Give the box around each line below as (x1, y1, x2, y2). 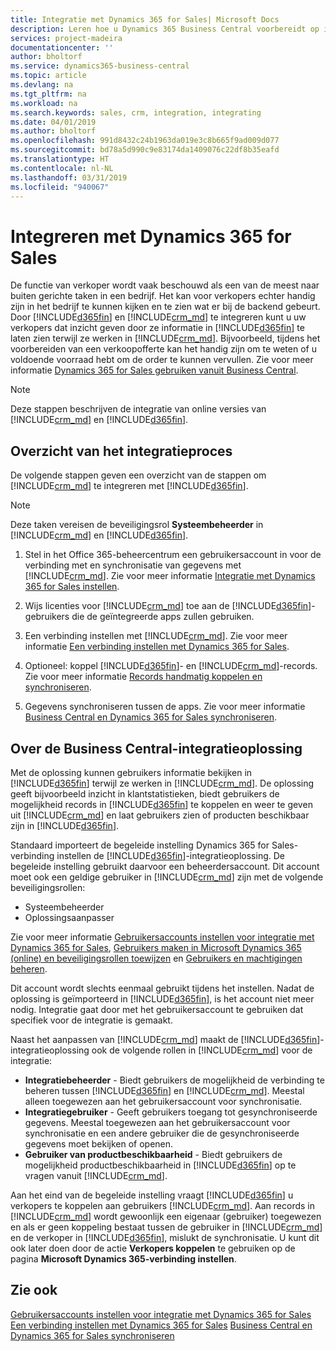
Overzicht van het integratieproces (10, 442, 233, 460)
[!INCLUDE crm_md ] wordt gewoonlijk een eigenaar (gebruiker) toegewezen (10, 1210, 322, 1222)
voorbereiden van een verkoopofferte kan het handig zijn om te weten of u (10, 343, 317, 355)
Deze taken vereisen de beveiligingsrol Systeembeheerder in (10, 519, 264, 531)
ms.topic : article (10, 71, 87, 81)
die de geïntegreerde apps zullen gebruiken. (71, 611, 255, 623)
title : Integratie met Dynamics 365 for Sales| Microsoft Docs (10, 14, 280, 25)
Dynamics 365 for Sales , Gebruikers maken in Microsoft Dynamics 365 (10, 941, 302, 953)
